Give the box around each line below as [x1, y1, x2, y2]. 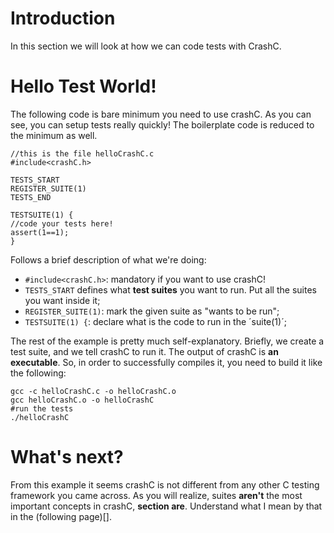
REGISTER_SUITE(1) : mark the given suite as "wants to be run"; [24, 305, 280, 317]
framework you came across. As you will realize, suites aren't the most [10, 489, 303, 501]
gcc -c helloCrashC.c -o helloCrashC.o [10, 386, 177, 396]
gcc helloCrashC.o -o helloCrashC [10, 395, 155, 405]
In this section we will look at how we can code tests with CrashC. [10, 40, 282, 52]
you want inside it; [24, 294, 101, 306]
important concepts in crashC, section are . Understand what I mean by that [10, 500, 323, 512]
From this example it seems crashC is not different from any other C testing [10, 478, 320, 491]
